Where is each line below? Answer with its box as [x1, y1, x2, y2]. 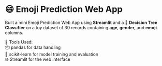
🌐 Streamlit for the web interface [5, 56, 71, 62]
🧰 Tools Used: [5, 39, 33, 44]
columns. [5, 30, 24, 35]
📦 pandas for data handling [5, 44, 61, 50]
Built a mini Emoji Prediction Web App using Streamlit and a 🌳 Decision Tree [5, 20, 158, 25]
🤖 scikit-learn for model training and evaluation [5, 51, 98, 57]
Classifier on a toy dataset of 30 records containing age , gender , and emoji [5, 24, 157, 30]
